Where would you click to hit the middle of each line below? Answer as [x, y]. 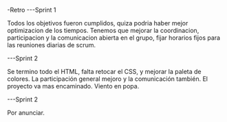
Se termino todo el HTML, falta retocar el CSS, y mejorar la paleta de [104, 72]
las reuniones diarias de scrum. [52, 45]
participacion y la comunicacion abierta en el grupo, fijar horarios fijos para [114, 38]
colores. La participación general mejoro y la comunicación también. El [108, 79]
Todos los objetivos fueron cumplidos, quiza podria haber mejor [98, 23]
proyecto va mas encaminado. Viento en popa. [73, 86]
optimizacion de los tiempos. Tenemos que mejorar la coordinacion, [103, 30]
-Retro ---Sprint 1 [32, 10]
